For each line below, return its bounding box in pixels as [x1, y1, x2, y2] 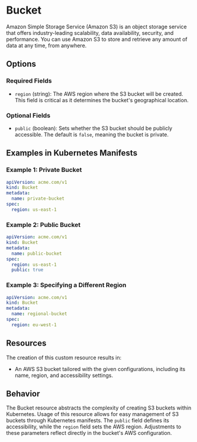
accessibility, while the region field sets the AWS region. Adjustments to [6, 423, 182, 430]
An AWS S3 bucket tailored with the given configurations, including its [14, 365, 186, 372]
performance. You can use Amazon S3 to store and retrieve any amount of [6, 35, 188, 43]
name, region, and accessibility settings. [14, 372, 114, 379]
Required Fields [6, 77, 52, 85]
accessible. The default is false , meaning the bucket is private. [14, 131, 169, 138]
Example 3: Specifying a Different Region [6, 281, 127, 290]
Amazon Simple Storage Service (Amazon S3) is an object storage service [6, 23, 188, 30]
